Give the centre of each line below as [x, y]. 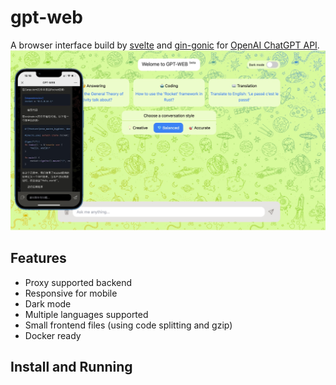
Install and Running [71, 367]
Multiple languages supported [86, 314]
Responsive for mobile [71, 293]
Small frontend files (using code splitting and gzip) [128, 325]
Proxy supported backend [78, 282]
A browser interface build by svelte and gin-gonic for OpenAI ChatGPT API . [165, 45]
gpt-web [46, 17]
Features [38, 258]
